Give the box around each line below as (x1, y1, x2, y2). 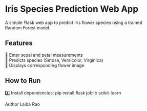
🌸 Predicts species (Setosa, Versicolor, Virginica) (5, 57, 104, 63)
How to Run (5, 77, 41, 85)
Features (5, 39, 33, 47)
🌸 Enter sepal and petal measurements (5, 52, 83, 58)
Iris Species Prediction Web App (5, 3, 139, 15)
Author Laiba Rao (5, 101, 40, 107)
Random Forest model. (5, 24, 51, 30)
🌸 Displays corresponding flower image (5, 62, 84, 68)
